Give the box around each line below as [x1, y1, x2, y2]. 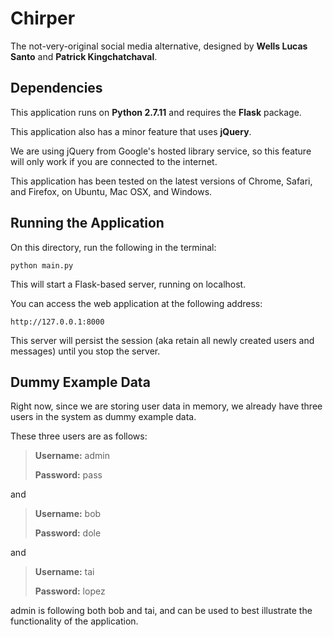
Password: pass [34, 469, 103, 481]
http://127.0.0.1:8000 [10, 317, 105, 327]
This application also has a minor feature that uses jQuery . [10, 125, 252, 137]
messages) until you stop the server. [10, 345, 161, 357]
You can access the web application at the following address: [10, 297, 263, 309]
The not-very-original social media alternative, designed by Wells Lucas [10, 40, 308, 52]
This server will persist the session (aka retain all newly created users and [10, 334, 315, 346]
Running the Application [10, 215, 165, 232]
